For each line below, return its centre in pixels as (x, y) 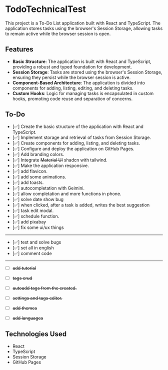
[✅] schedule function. (36, 216)
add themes (25, 308)
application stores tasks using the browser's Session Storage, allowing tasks (84, 28)
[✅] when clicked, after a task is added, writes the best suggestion (81, 205)
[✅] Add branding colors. (38, 154)
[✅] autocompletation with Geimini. (48, 188)
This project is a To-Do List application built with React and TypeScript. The (83, 23)
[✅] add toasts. (28, 182)
